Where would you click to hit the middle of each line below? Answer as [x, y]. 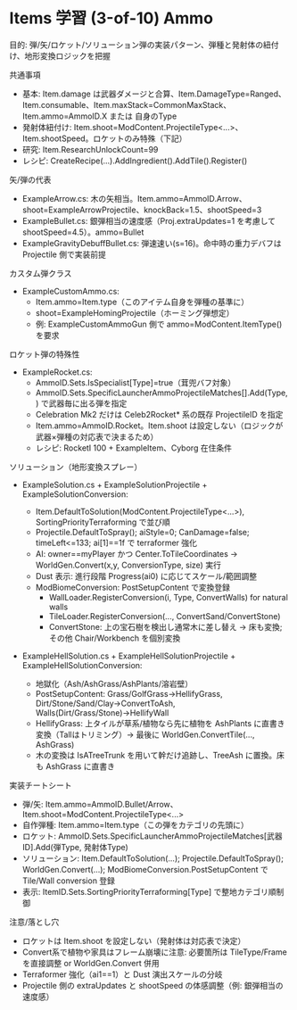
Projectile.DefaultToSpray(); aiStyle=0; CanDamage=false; [142, 532]
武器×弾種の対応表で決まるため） [97, 436]
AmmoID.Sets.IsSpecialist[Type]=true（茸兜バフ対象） [136, 382]
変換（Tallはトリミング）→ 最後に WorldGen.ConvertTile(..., [145, 734]
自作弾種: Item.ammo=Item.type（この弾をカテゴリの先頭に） [136, 824]
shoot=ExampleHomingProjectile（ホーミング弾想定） [135, 312]
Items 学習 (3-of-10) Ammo [111, 18]
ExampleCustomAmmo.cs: [71, 291]
